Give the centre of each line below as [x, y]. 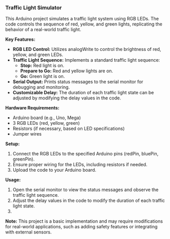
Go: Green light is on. [42, 76]
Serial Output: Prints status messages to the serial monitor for [78, 82]
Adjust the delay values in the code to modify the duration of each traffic [89, 201]
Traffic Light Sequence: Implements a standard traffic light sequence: [86, 60]
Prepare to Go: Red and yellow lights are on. [67, 71]
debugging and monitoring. [41, 87]
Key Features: [20, 39]
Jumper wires [27, 134]
